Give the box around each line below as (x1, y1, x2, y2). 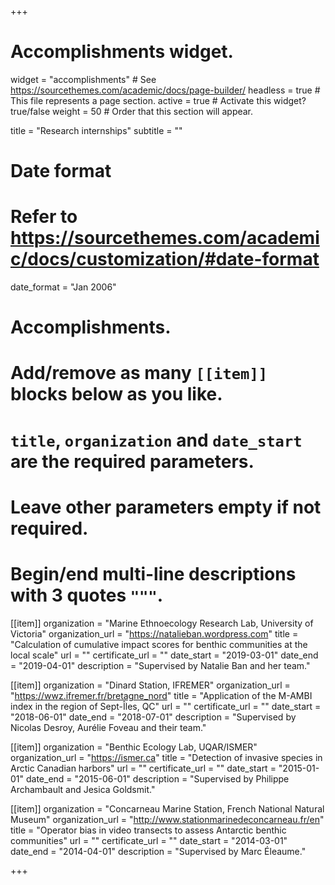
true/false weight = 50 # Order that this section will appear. (10, 105, 254, 117)
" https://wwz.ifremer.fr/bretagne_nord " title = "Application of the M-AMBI (10, 689, 313, 701)
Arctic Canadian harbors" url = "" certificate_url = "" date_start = (10, 762, 277, 774)
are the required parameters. (10, 450, 255, 473)
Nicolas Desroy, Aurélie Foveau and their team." (10, 721, 207, 733)
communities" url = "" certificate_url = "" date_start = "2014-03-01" (10, 834, 288, 846)
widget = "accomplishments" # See (10, 73, 157, 85)
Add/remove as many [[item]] (10, 362, 268, 385)
